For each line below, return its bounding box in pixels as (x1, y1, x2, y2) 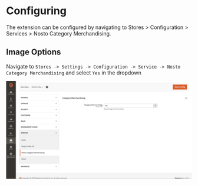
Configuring (6, 4, 67, 18)
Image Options (6, 47, 61, 57)
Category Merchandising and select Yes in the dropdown (6, 69, 141, 76)
